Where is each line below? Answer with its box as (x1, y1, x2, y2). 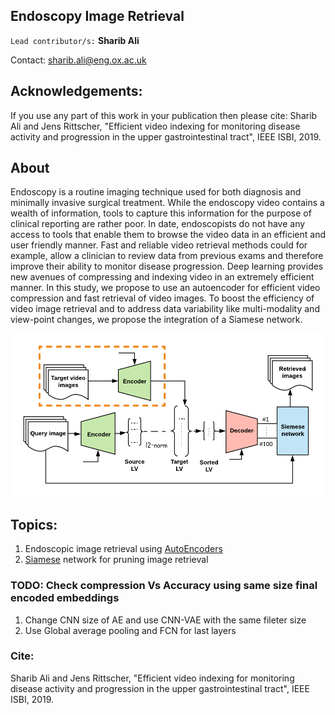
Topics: (10, 516, 58, 533)
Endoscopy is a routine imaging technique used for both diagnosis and (10, 186, 302, 198)
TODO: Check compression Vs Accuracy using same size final (10, 579, 318, 593)
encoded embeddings (10, 591, 120, 605)
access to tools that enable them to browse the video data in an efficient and (10, 229, 326, 241)
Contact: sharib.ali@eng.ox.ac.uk (10, 54, 147, 66)
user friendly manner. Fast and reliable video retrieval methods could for (10, 239, 308, 251)
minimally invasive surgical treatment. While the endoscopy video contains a (10, 197, 325, 209)
